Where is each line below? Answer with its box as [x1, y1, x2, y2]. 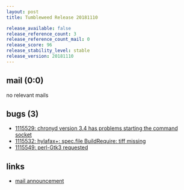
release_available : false [6, 25, 71, 31]
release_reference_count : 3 [6, 31, 77, 37]
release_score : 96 [6, 42, 52, 48]
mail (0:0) [6, 76, 44, 86]
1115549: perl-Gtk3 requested [14, 144, 88, 151]
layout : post [6, 8, 39, 15]
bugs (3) [6, 109, 39, 119]
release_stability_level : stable [6, 47, 90, 54]
